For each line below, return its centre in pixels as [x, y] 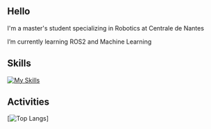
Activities [28, 102]
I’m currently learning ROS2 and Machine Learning [79, 42]
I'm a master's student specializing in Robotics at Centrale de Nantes [106, 28]
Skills [19, 63]
